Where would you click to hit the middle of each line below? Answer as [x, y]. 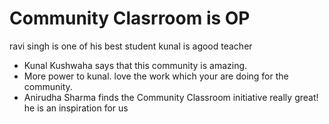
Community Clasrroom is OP [130, 18]
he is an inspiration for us [76, 108]
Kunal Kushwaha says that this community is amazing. [135, 65]
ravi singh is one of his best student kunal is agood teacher [131, 46]
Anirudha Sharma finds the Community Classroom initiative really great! [171, 97]
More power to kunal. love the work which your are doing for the [156, 76]
